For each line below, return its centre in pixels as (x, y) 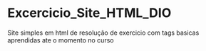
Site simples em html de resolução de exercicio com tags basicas (103, 33)
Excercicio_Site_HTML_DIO (89, 13)
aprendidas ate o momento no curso (61, 40)
